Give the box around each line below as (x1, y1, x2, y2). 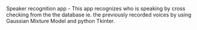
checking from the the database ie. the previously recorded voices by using (6, 11, 192, 18)
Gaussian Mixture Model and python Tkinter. (6, 18, 115, 24)
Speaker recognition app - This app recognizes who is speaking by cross (6, 5, 186, 12)
